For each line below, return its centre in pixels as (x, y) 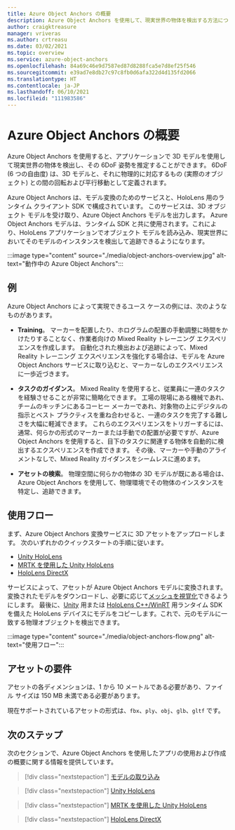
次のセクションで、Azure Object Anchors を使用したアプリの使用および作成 (117, 753)
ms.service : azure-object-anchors (58, 60)
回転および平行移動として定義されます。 (112, 182)
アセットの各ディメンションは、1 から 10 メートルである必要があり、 (106, 687)
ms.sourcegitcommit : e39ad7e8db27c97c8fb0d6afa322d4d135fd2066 (102, 72)
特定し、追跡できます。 (51, 491)
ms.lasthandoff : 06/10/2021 (48, 92)
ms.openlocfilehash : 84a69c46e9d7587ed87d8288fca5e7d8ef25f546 (102, 66)
